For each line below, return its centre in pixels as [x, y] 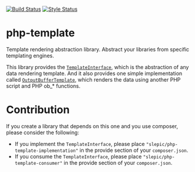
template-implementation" [46, 151]
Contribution [38, 110]
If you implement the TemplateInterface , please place [80, 144]
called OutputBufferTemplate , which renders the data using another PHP [93, 79]
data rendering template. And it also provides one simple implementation [94, 73]
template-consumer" [39, 163]
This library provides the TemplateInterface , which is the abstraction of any [97, 67]
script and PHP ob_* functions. [43, 86]
